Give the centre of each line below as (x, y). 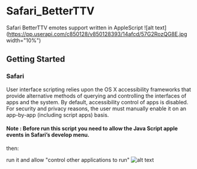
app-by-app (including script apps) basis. (58, 114)
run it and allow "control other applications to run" (68, 159)
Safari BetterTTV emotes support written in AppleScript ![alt (80, 28)
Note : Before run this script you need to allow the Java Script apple (92, 129)
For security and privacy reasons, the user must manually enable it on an (96, 108)
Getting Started (36, 59)
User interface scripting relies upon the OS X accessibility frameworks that (98, 89)
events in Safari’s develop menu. (48, 135)
